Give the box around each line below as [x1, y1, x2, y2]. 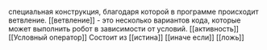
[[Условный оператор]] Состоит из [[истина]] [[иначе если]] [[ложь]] [8, 32, 244, 42]
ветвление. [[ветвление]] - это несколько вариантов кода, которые [8, 15, 241, 25]
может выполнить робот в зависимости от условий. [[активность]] [8, 24, 240, 33]
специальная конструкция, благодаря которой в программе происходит [8, 7, 259, 16]
